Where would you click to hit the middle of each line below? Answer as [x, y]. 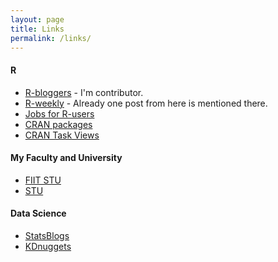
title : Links [37, 29]
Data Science [38, 213]
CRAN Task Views [62, 135]
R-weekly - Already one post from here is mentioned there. [146, 103]
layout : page [37, 19]
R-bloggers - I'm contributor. [84, 92]
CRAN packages [58, 124]
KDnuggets [48, 246]
